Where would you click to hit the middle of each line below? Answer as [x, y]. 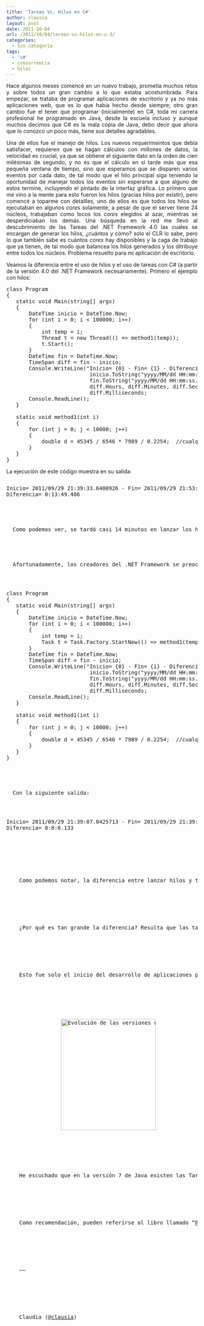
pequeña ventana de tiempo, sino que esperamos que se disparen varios [102, 169]
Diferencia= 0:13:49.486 [43, 495]
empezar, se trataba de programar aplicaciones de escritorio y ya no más [102, 99]
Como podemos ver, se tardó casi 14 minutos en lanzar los [102, 530]
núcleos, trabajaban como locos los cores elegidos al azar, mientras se [102, 214]
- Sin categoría [32, 46]
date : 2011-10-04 [28, 29]
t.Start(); [58, 344]
